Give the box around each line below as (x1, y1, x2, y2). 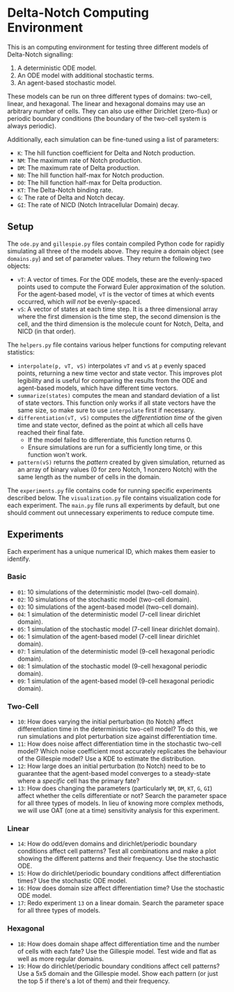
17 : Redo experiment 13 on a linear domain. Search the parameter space (17, 899, 224, 908)
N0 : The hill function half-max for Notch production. (17, 171, 165, 179)
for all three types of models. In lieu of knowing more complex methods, (17, 799, 224, 807)
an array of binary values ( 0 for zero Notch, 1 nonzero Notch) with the (17, 465, 217, 474)
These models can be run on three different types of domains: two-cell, (7, 92, 212, 100)
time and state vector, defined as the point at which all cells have (17, 421, 203, 429)
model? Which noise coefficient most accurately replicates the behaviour (17, 747, 228, 756)
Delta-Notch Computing (7, 5, 150, 21)
